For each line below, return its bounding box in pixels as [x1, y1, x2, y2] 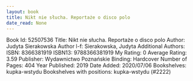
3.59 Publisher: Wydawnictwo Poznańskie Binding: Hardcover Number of [6, 55, 188, 63]
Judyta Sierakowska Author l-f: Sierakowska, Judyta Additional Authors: [6, 43, 185, 50]
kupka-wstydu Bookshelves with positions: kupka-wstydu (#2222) [6, 68, 171, 76]
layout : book [6, 8, 39, 15]
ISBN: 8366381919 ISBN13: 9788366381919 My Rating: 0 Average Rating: [6, 49, 188, 56]
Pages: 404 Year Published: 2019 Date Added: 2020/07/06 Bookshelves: [6, 62, 187, 69]
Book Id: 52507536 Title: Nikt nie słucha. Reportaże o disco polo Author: [6, 37, 185, 44]
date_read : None [6, 20, 47, 26]
